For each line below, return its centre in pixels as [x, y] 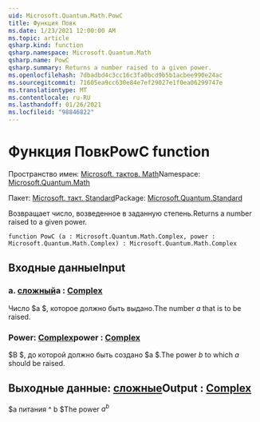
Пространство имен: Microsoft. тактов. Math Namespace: [104, 173]
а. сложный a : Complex [55, 291]
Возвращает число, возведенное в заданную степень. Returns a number [130, 213]
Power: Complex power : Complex [75, 337]
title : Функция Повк [43, 23]
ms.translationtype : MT [48, 90]
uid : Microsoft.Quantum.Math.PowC [66, 16]
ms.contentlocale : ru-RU [49, 98]
